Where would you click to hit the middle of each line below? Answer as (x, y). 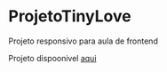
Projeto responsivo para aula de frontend (83, 41)
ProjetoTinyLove (70, 16)
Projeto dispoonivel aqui (52, 58)
